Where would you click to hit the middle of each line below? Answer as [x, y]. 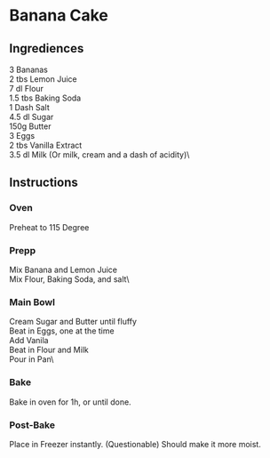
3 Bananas [29, 69]
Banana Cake [59, 16]
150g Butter [30, 126]
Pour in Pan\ [32, 359]
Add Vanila [29, 341]
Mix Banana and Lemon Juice [64, 269]
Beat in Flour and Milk [49, 350]
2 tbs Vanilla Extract [46, 145]
